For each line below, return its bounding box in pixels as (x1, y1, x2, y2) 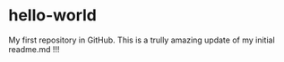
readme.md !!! (8, 43, 60, 54)
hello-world (8, 5, 98, 26)
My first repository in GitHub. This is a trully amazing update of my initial (8, 35, 275, 45)
